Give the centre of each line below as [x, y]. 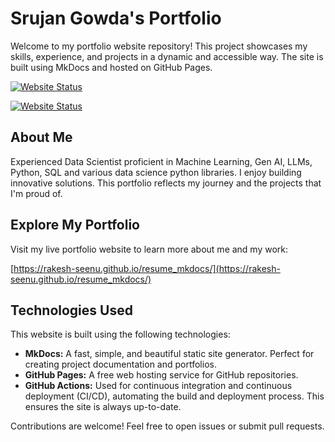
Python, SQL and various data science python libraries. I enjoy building [156, 172]
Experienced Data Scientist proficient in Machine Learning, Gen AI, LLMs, [161, 161]
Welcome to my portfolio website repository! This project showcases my [159, 46]
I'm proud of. [36, 193]
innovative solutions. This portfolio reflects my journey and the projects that [166, 183]
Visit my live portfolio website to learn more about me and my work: [149, 249]
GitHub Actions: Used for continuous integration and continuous [158, 386]
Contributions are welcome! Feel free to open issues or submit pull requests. [167, 426]
